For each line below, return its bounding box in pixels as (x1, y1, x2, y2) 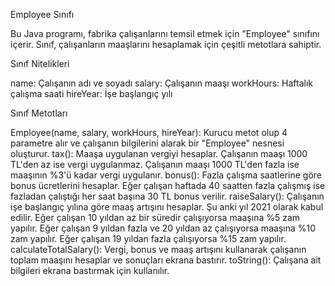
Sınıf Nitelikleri (10, 58, 70, 69)
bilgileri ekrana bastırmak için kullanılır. (10, 265, 170, 276)
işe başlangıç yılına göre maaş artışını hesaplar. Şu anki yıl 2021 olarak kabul (10, 201, 324, 213)
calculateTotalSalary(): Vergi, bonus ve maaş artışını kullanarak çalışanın (10, 244, 307, 255)
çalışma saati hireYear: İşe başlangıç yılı (10, 88, 173, 99)
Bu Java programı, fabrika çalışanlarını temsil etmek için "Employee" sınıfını (10, 28, 320, 39)
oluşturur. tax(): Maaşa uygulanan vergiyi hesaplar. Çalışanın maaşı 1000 (10, 148, 308, 159)
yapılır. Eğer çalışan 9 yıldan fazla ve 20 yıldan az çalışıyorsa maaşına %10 (10, 222, 316, 234)
